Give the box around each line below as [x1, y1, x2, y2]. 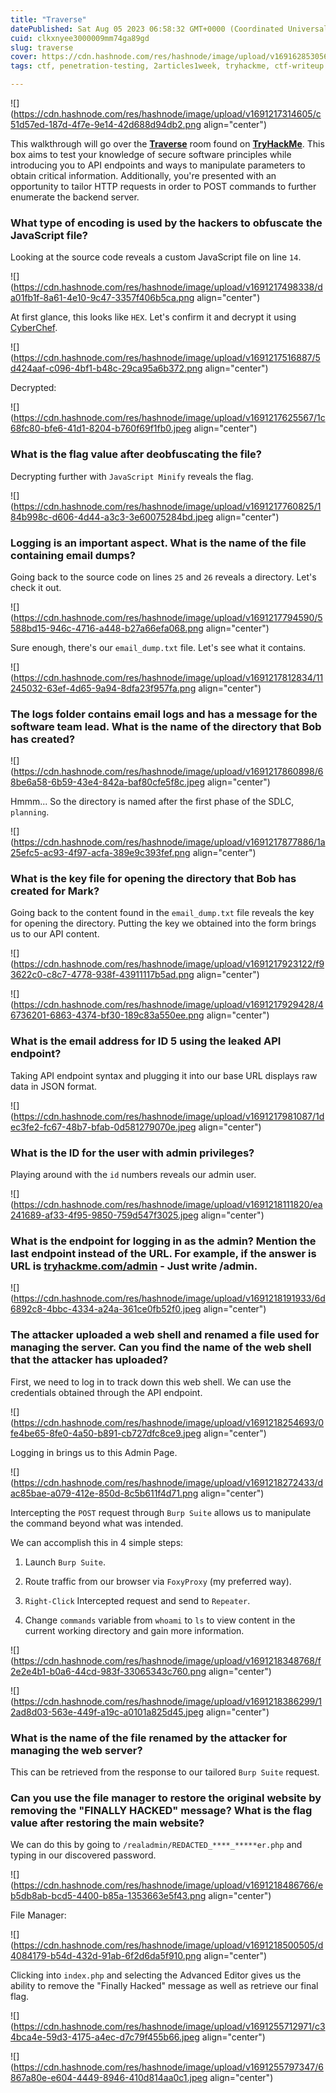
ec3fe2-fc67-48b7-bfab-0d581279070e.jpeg [10, 1121, 197, 1133]
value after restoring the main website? [10, 1816, 205, 1830]
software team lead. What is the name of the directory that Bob [10, 719, 322, 733]
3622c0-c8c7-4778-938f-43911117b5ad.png [10, 969, 195, 981]
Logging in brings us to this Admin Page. [10, 1446, 178, 1458]
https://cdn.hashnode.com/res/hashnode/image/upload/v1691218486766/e [13, 1879, 324, 1891]
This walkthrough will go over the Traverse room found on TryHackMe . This [10, 138, 325, 150]
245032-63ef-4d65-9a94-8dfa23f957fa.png [10, 682, 197, 694]
